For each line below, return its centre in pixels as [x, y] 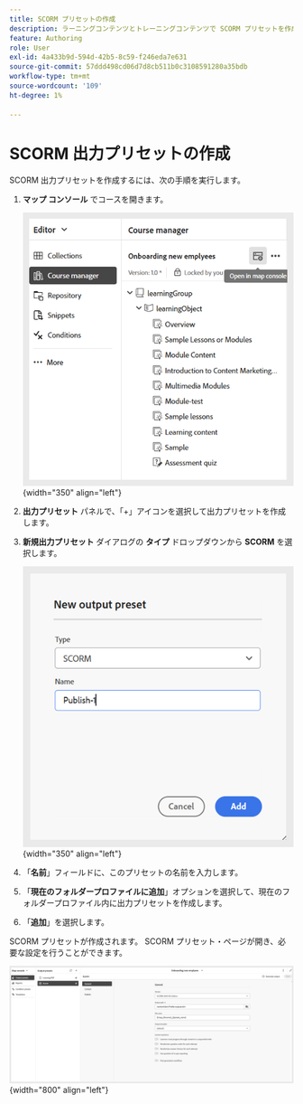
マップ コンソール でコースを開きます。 [95, 200]
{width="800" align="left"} [59, 1090]
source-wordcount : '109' [56, 86]
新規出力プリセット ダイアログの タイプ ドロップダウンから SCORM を [154, 542]
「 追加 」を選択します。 [66, 922]
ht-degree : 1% [36, 95]
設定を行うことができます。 [76, 953]
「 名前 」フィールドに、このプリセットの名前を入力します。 [133, 873]
